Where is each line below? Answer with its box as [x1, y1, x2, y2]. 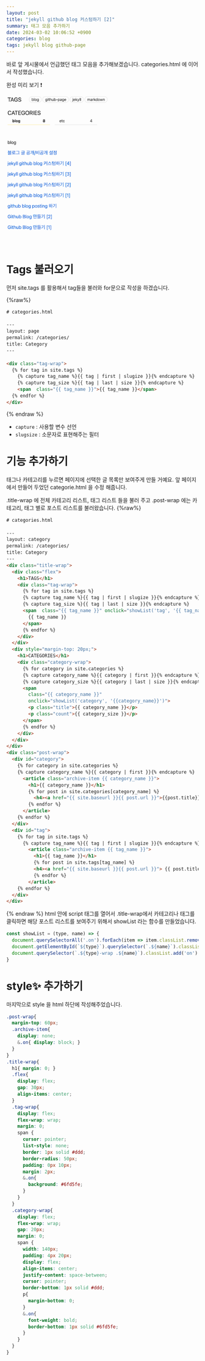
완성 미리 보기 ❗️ [6, 81, 43, 88]
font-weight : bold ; [28, 1317, 78, 1323]
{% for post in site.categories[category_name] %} [28, 788, 160, 794]
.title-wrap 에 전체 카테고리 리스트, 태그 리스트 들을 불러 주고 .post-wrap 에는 [6, 496, 191, 503]
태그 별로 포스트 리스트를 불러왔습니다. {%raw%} [24, 504, 142, 511]
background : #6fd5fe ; [28, 1182, 84, 1188]
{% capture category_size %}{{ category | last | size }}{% [22, 679, 179, 685]
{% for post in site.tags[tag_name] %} [33, 859, 135, 866]
